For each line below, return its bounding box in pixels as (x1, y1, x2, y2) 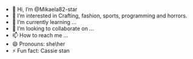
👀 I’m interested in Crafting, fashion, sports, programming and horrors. (11, 12, 188, 19)
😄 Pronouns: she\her (11, 40, 65, 48)
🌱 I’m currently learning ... (11, 19, 77, 25)
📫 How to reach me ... (11, 32, 68, 39)
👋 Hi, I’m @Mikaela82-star (11, 6, 77, 13)
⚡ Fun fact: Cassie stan (11, 47, 70, 54)
